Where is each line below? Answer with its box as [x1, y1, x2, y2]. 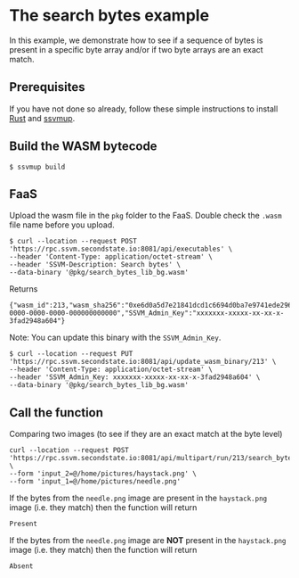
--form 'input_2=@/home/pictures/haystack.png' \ [9, 469, 198, 478]
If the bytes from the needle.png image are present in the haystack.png [9, 492, 268, 504]
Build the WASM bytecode [9, 139, 158, 154]
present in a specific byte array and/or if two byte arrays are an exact [9, 44, 264, 54]
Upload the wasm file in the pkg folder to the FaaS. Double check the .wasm [9, 211, 282, 221]
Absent [9, 562, 34, 571]
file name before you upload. [9, 219, 116, 230]
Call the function [9, 405, 104, 420]
